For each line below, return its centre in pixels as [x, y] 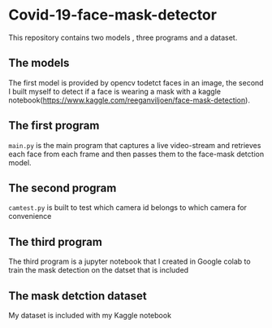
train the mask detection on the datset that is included [99, 270]
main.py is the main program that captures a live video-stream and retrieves [135, 145]
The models [39, 63]
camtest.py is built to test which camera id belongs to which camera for [128, 208]
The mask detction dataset [78, 296]
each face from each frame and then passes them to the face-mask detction [136, 154]
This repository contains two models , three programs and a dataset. [123, 37]
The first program [54, 126]
